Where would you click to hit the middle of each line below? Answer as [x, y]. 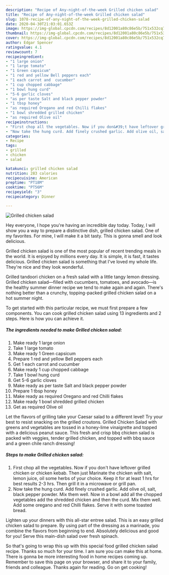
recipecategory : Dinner [31, 197]
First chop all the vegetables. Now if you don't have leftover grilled [81, 467]
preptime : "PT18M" [25, 183]
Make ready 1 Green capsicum [44, 353]
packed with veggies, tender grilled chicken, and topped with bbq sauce [80, 438]
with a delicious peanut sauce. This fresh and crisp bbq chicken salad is [80, 433]
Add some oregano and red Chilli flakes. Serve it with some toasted [82, 505]
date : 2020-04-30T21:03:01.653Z [39, 24]
